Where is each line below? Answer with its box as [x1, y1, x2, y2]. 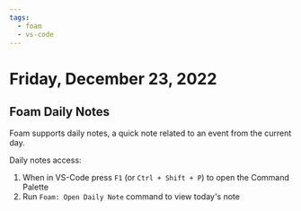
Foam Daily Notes [9, 104, 111, 119]
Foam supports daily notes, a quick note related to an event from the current [9, 127, 292, 139]
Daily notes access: [9, 154, 83, 166]
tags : [9, 13, 30, 22]
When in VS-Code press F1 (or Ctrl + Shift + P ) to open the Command [22, 172, 290, 183]
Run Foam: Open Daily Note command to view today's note [22, 191, 241, 202]
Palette [22, 181, 49, 193]
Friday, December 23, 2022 [9, 68, 217, 89]
